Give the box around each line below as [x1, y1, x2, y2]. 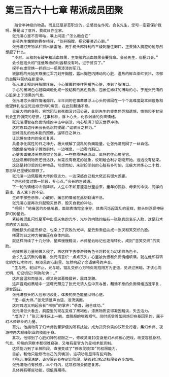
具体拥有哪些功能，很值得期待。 [12, 367, 69, 373]
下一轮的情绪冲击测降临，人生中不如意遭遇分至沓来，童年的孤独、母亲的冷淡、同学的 [12, 184, 163, 189]
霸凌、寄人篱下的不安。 [5, 190, 47, 195]
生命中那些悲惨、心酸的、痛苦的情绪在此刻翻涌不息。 [12, 195, 107, 200]
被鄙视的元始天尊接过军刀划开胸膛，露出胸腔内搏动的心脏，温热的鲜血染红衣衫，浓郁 [12, 71, 163, 76]
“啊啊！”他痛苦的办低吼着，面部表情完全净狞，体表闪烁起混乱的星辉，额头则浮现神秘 [12, 206, 164, 211]
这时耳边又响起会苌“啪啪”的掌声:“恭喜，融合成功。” [12, 303, 105, 308]
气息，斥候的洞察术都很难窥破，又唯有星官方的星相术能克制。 [5, 340, 115, 346]
